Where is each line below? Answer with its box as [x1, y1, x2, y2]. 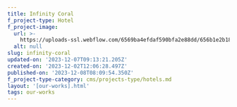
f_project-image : [7, 23, 59, 30]
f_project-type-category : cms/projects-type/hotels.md [7, 75, 172, 83]
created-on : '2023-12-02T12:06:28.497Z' [7, 63, 128, 70]
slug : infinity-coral [7, 50, 71, 57]
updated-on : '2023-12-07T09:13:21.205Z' [7, 56, 128, 63]
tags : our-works [7, 89, 55, 96]
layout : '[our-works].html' [7, 82, 90, 89]
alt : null [13, 43, 42, 50]
